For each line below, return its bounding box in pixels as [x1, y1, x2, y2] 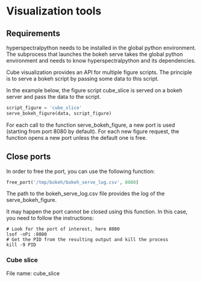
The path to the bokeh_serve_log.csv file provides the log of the [6, 190, 165, 197]
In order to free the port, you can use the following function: [6, 168, 155, 175]
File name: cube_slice [6, 269, 60, 277]
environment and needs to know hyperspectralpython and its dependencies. [6, 57, 196, 64]
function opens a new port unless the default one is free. [6, 134, 148, 141]
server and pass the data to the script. [6, 93, 101, 100]
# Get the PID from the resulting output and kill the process [6, 237, 169, 243]
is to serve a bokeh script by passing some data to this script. [6, 75, 159, 82]
